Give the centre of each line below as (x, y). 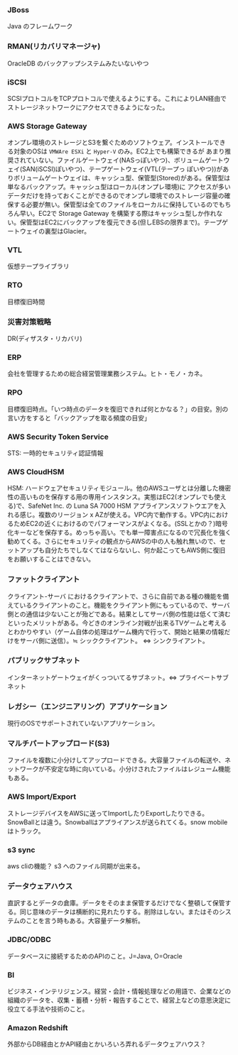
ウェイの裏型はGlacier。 (55, 231)
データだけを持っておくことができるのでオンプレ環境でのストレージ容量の (116, 196)
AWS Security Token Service (58, 437)
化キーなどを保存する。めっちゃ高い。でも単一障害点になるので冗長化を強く (119, 532)
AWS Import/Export (42, 797)
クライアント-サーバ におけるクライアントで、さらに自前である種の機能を (115, 596)
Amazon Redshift (38, 1027)
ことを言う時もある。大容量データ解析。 (85, 921)
